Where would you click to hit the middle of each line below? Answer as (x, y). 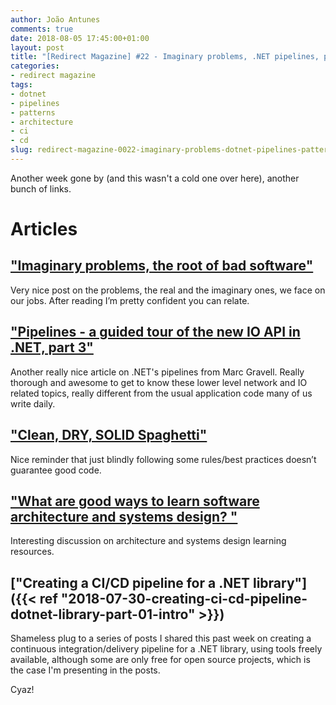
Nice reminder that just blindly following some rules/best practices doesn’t (163, 459)
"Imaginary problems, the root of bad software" (162, 266)
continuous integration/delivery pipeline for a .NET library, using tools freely (166, 649)
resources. (32, 552)
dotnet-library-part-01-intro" (103, 614)
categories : (35, 66)
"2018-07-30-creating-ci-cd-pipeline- (184, 598)
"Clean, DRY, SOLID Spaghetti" (109, 435)
